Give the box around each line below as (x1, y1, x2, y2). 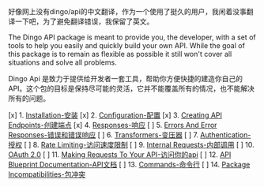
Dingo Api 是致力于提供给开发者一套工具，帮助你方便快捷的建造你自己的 (8, 74, 243, 83)
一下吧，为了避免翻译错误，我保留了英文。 (14, 17, 154, 26)
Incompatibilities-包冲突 (8, 170, 85, 179)
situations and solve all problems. (8, 58, 117, 67)
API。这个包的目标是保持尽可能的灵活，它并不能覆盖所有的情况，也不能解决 (8, 84, 255, 93)
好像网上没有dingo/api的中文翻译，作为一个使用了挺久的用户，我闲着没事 (8, 7, 247, 16)
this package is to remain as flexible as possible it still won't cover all (8, 50, 232, 58)
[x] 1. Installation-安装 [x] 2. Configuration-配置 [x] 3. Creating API (8, 110, 223, 120)
